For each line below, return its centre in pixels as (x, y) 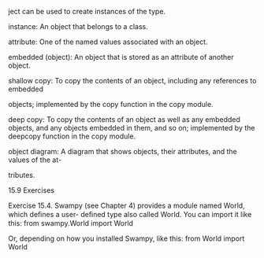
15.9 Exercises (32, 190)
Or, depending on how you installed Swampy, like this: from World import (126, 238)
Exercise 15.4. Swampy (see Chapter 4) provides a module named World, (127, 205)
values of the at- (35, 160)
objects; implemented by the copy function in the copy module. (111, 104)
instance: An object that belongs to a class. (78, 26)
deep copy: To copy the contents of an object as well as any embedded (124, 120)
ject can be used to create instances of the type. (87, 11)
